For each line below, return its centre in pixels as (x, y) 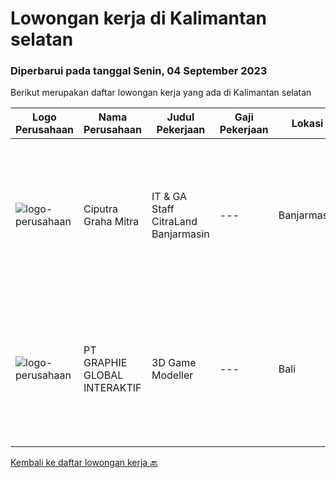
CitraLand (174, 222)
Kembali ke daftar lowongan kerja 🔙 (84, 463)
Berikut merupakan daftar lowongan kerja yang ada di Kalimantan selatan (161, 93)
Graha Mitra (111, 222)
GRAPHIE (105, 363)
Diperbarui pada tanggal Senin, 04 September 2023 (139, 71)
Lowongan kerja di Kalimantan (139, 18)
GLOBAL (103, 375)
